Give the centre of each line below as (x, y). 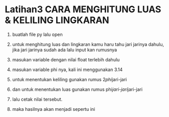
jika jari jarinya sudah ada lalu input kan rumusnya (65, 50)
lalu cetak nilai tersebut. (37, 99)
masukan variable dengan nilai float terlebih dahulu (66, 59)
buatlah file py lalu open (37, 34)
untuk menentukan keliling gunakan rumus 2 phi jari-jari (69, 79)
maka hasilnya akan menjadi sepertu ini (54, 109)
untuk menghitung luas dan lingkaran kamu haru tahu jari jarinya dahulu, (88, 44)
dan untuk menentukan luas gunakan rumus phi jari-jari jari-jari (77, 89)
